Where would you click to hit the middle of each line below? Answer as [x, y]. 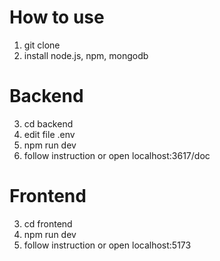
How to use [57, 17]
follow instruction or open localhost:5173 [107, 245]
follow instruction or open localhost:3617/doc [117, 155]
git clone [42, 45]
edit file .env [49, 134]
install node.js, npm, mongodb [86, 55]
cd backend [48, 123]
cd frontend [48, 223]
